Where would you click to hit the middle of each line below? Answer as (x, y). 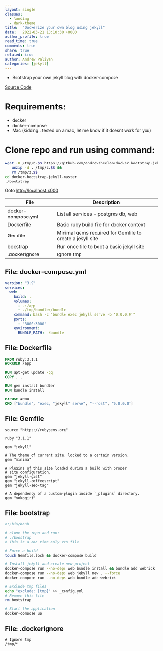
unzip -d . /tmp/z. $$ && (37, 168)
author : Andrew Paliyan (29, 59)
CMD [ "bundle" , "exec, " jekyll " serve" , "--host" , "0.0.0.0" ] (69, 404)
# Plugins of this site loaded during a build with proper (66, 468)
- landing (19, 18)
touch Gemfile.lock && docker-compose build (51, 555)
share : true (17, 50)
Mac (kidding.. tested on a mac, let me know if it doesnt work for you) (81, 131)
